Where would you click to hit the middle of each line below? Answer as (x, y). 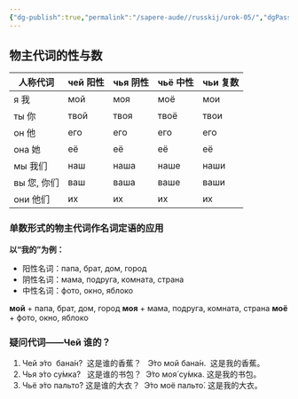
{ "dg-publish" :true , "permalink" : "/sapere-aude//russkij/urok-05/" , (137, 17)
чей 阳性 (86, 82)
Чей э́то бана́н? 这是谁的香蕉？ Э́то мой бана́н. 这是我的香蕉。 (143, 364)
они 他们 (32, 199)
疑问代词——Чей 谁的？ (60, 342)
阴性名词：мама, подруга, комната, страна (103, 279)
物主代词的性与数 (56, 55)
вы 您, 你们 (36, 183)
